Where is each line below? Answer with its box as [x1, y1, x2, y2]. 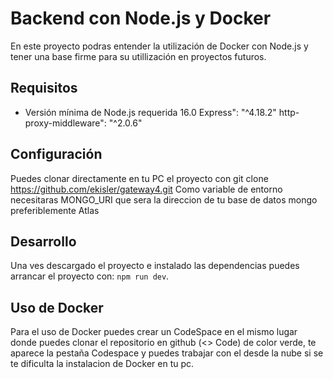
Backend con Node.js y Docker [10, 7, 272, 30]
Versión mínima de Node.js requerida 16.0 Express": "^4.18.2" [24, 106, 277, 118]
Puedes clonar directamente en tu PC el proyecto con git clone [10, 172, 269, 184]
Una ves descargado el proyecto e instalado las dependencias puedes [10, 260, 300, 272]
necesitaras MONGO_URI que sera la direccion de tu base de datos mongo [10, 193, 318, 206]
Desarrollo [10, 233, 77, 250]
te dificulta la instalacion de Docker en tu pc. [10, 358, 195, 370]
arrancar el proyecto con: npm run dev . [10, 270, 170, 282]
